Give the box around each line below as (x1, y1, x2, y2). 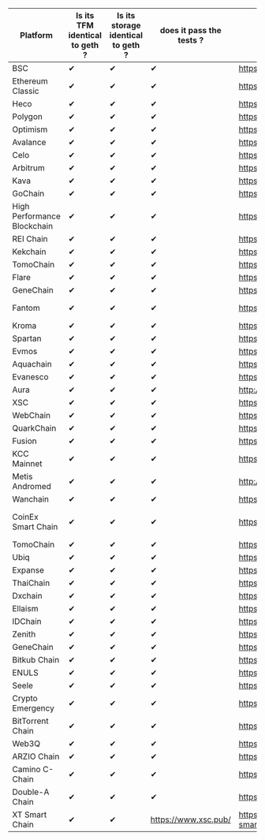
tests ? (177, 35, 204, 46)
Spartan (12, 333, 42, 344)
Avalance (12, 137, 47, 147)
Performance (12, 211, 61, 222)
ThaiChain (12, 577, 50, 588)
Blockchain (12, 221, 54, 231)
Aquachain (12, 359, 53, 369)
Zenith (12, 629, 36, 640)
